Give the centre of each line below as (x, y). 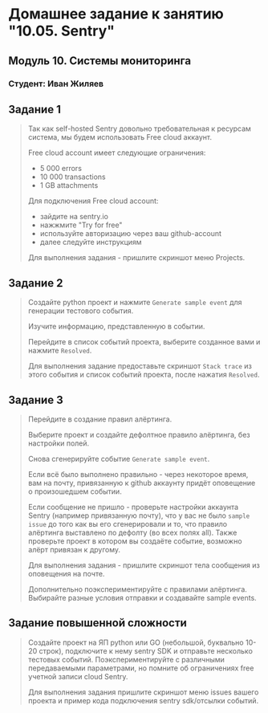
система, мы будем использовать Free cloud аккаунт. (120, 137)
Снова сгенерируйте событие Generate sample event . (119, 458)
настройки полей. (59, 443)
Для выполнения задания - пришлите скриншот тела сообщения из (144, 565)
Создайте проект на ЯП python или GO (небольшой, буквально (136, 642)
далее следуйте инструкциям (91, 242)
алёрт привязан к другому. (74, 549)
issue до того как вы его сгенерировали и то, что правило (127, 524)
